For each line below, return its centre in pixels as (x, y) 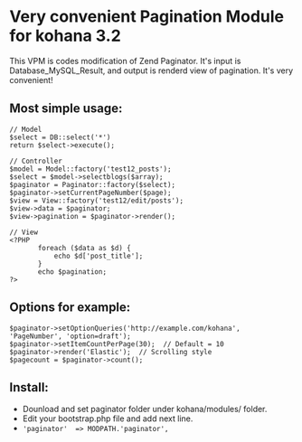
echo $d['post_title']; (99, 256)
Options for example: (70, 308)
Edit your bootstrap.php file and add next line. (108, 418)
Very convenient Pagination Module (147, 17)
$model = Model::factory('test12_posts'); (90, 169)
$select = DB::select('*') (60, 137)
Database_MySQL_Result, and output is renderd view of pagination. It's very (151, 71)
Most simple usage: (66, 109)
